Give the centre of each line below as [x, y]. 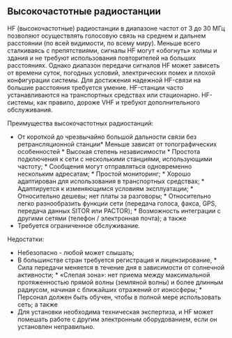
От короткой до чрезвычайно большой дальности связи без [107, 137]
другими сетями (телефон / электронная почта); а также [102, 218]
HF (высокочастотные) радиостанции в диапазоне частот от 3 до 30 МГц [116, 28]
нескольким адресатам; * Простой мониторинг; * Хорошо [104, 174]
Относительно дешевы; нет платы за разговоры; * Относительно [114, 196]
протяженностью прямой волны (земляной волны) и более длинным [120, 282]
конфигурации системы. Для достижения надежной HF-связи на [104, 80]
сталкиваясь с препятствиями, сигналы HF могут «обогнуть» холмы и [112, 50]
